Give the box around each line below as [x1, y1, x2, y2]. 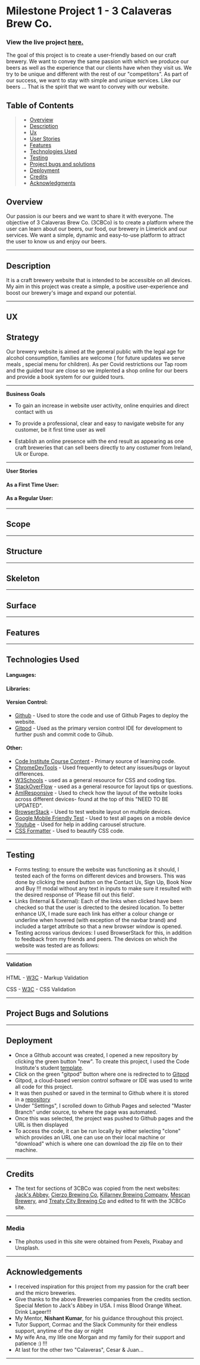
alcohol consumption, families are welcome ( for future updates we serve [6, 354, 186, 361]
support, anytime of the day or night [14, 1327, 104, 1334]
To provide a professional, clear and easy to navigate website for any [14, 420, 185, 427]
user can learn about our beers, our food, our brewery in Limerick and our [6, 225, 187, 233]
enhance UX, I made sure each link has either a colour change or [14, 910, 174, 917]
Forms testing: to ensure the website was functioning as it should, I [14, 866, 180, 873]
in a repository [14, 1095, 51, 1102]
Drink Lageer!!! [14, 1308, 52, 1315]
